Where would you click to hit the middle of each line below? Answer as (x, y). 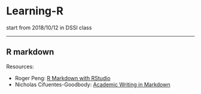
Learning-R (35, 11)
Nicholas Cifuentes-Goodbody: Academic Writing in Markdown (92, 84)
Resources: (20, 66)
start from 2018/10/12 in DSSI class (49, 28)
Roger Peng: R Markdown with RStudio (63, 78)
